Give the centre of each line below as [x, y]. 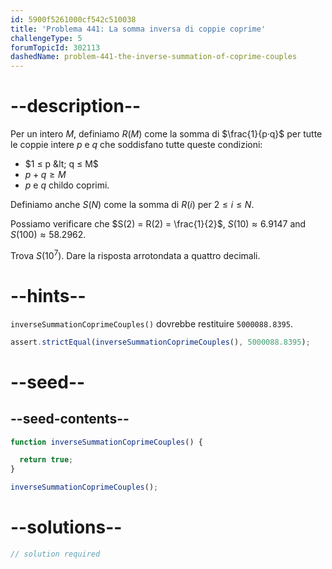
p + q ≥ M [45, 175]
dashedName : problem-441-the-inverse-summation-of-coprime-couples [154, 57]
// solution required [55, 554]
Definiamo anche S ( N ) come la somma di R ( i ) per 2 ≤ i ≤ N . [132, 205]
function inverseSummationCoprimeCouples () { [106, 442]
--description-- [76, 106]
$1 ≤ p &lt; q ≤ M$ [61, 164]
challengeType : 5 [46, 38]
